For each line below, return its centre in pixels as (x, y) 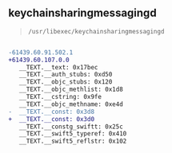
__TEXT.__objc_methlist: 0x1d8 (71, 90)
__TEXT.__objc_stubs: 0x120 (66, 82)
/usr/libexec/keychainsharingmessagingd (96, 31)
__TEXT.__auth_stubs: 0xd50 (66, 75)
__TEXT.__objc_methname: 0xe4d (71, 104)
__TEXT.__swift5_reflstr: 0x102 (73, 141)
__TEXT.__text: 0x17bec (58, 67)
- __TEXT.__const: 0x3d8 (51, 112)
